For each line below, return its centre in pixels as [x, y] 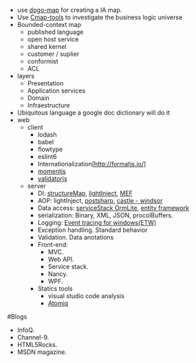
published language [55, 32]
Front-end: [53, 245]
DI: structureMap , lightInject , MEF [85, 193]
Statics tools [55, 288]
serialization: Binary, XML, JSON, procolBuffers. [105, 215]
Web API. [61, 259]
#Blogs [17, 316]
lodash [47, 135]
